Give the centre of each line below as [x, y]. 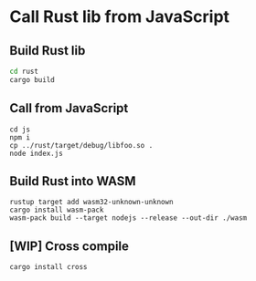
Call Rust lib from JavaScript [120, 17]
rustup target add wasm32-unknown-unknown [91, 203]
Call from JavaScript [69, 108]
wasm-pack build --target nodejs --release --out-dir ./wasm [128, 218]
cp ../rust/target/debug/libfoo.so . [81, 145]
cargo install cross [49, 267]
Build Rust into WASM [73, 181]
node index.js [37, 153]
